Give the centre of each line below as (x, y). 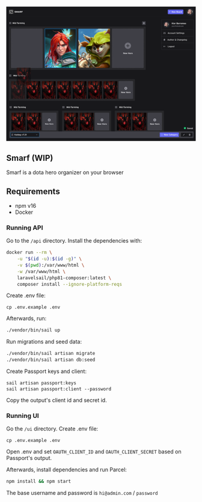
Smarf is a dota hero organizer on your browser (65, 172)
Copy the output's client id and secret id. (57, 401)
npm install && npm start (38, 482)
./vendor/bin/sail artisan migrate (51, 354)
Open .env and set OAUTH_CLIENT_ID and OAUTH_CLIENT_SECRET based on (94, 452)
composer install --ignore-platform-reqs (69, 284)
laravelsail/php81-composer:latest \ (64, 278)
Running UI (23, 416)
